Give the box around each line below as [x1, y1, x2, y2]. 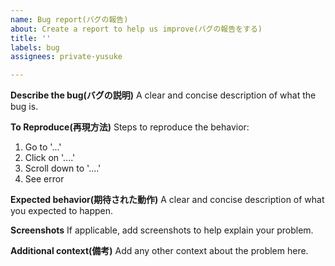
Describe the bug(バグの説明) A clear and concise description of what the [10, 89, 317, 101]
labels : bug [10, 42, 60, 53]
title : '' [10, 33, 52, 43]
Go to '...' [24, 141, 62, 153]
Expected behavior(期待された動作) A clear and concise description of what [10, 194, 325, 206]
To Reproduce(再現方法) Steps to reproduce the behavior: [10, 121, 250, 133]
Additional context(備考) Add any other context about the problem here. [10, 245, 309, 257]
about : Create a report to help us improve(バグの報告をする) [10, 24, 263, 34]
